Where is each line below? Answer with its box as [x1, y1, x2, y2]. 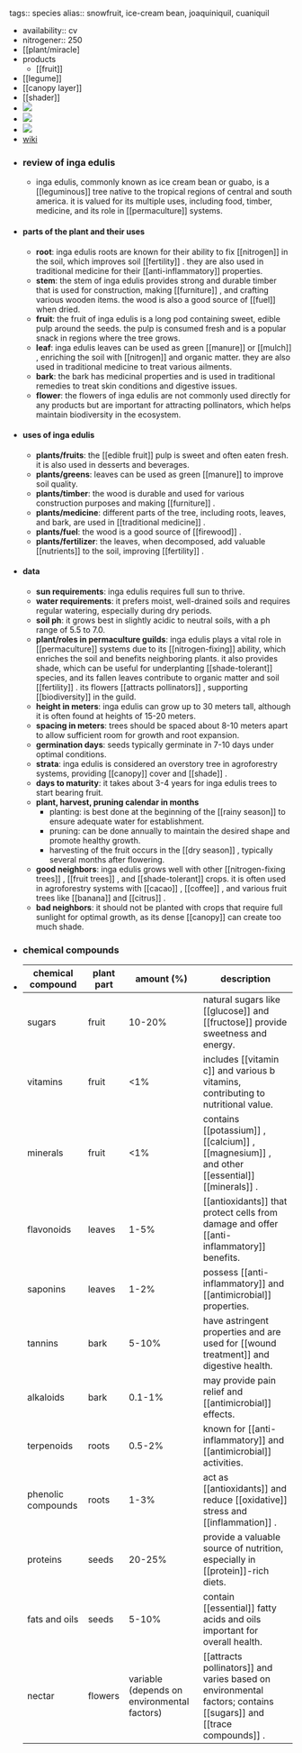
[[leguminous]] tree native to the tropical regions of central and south [35, 187, 292, 197]
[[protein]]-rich [202, 1565, 270, 1577]
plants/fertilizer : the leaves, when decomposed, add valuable [35, 535, 266, 546]
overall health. [202, 1636, 263, 1648]
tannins [26, 1338, 58, 1350]
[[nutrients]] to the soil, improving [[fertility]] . [35, 545, 205, 556]
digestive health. [202, 1360, 273, 1373]
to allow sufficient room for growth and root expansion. [35, 729, 240, 740]
